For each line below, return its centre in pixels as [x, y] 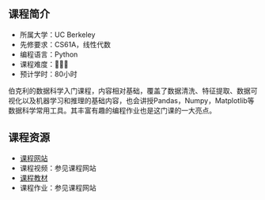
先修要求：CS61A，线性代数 [65, 44]
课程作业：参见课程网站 [58, 187]
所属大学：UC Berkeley [57, 35]
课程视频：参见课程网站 [58, 168]
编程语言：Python [49, 54]
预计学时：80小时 [48, 74]
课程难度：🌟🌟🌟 [44, 64]
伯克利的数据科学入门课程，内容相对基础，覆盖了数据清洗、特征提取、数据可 [133, 91]
